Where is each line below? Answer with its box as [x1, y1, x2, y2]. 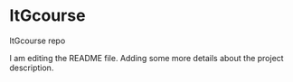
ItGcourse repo [9, 35, 66, 46]
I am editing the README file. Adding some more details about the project [9, 52, 284, 63]
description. [9, 62, 54, 73]
